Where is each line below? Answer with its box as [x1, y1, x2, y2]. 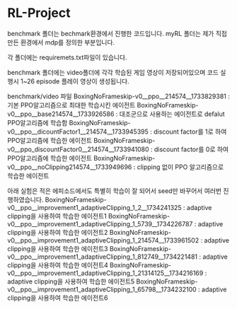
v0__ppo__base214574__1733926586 [7, 110, 115, 118]
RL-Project [7, 5, 71, 21]
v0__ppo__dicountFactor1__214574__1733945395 [7, 127, 149, 136]
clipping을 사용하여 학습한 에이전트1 [7, 211, 108, 220]
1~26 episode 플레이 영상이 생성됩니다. [20, 76, 129, 86]
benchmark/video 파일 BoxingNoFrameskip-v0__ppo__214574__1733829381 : [7, 92, 230, 100]
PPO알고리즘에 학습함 [7, 118, 68, 127]
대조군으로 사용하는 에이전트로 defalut [119, 110, 225, 118]
